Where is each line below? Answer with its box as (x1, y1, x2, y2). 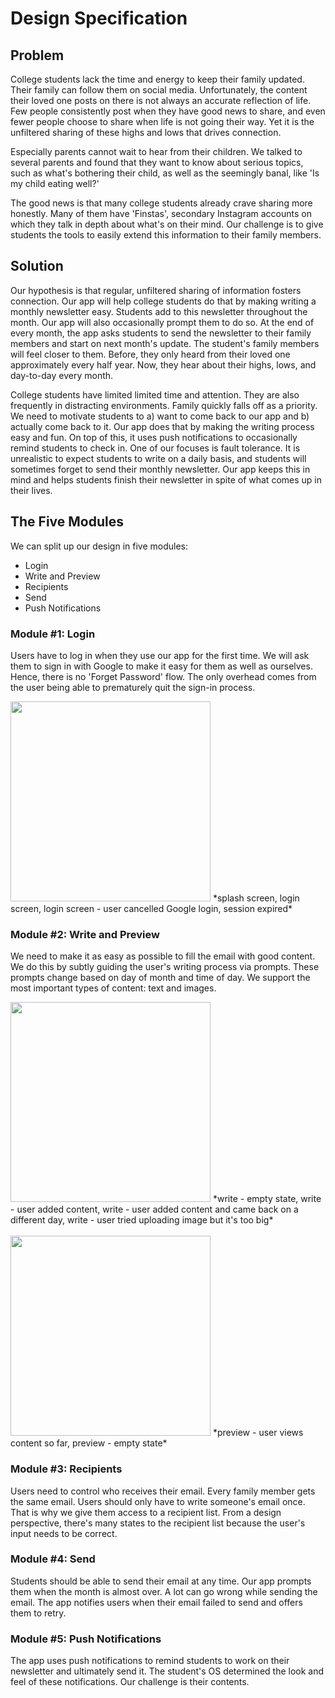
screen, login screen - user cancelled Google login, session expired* (10, 902, 293, 914)
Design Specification (10, 7, 188, 30)
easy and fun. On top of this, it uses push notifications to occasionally (10, 431, 298, 443)
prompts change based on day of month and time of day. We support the (10, 972, 311, 984)
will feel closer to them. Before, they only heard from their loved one (10, 348, 291, 360)
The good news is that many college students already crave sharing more (10, 197, 313, 209)
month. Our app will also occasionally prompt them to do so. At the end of (10, 316, 315, 328)
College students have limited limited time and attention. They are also (10, 388, 300, 401)
